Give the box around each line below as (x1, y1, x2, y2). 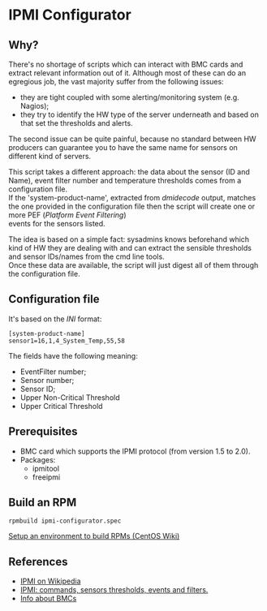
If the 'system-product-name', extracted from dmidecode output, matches (8, 193, 256, 202)
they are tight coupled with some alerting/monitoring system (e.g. (19, 93, 239, 102)
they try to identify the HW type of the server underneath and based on (19, 110, 260, 119)
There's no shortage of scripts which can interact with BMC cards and (8, 59, 243, 69)
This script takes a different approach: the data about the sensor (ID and (8, 167, 250, 176)
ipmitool (32, 463, 59, 473)
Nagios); (19, 101, 50, 110)
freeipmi (32, 472, 61, 482)
